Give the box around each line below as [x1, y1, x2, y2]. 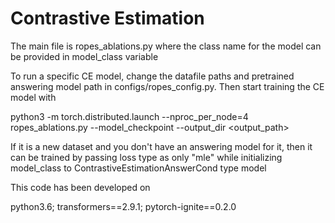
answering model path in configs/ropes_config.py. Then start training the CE [10, 80, 325, 92]
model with [10, 91, 57, 103]
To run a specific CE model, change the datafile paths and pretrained [10, 70, 295, 82]
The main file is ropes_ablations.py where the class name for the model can [10, 40, 322, 52]
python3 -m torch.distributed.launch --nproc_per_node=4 [10, 110, 249, 122]
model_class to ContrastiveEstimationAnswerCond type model [10, 162, 267, 174]
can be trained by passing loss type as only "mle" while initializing [10, 151, 283, 163]
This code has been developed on [10, 181, 151, 193]
